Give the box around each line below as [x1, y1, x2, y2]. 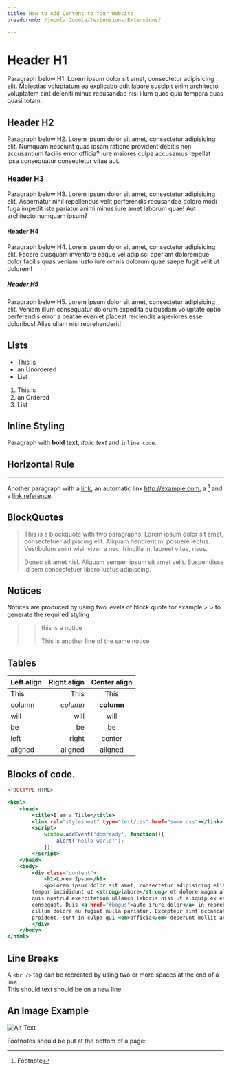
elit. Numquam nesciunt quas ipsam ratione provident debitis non [7, 142, 192, 151]
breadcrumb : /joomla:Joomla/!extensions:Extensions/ [7, 17, 162, 23]
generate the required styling [7, 610, 89, 619]
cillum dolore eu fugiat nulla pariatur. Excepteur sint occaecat [32, 907, 226, 915]
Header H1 [7, 52, 67, 67]
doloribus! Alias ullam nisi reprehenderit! [7, 319, 122, 327]
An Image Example [7, 1005, 89, 1017]
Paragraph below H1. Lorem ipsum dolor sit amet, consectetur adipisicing [7, 75, 214, 83]
